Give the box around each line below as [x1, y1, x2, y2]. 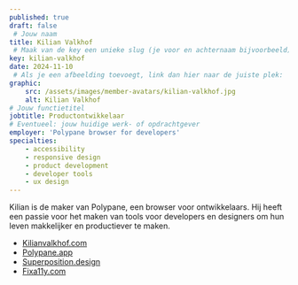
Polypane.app [21, 247, 74, 258]
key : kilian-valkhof [9, 54, 86, 63]
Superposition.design [21, 257, 101, 267]
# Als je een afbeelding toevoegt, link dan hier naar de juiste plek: [12, 71, 284, 80]
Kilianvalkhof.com [21, 238, 88, 249]
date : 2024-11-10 [9, 63, 74, 72]
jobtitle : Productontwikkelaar [9, 112, 125, 120]
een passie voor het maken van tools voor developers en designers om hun [9, 212, 285, 222]
